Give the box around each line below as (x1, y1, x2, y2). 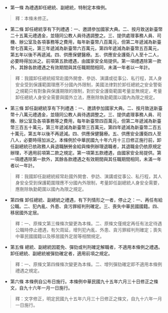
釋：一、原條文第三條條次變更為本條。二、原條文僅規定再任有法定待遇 (15, 221, 162, 226)
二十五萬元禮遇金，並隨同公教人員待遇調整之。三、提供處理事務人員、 (10, 33, 157, 38)
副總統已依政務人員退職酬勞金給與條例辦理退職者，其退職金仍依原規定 (14, 143, 161, 149)
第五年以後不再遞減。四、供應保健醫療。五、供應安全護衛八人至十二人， (10, 51, 161, 58)
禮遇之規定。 (15, 268, 42, 274)
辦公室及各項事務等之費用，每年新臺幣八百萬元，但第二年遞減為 (19, 39, 153, 45)
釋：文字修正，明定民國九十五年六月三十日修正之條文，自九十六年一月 (15, 296, 162, 302)
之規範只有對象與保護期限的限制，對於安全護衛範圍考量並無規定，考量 (15, 88, 162, 94)
